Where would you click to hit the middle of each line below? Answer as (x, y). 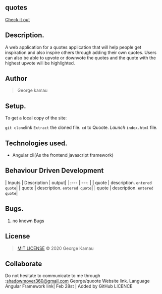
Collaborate (24, 264)
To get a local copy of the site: (36, 118)
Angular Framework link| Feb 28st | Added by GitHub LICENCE (69, 286)
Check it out (18, 19)
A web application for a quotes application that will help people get (73, 47)
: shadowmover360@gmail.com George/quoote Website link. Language (78, 281)
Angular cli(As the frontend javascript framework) (63, 155)
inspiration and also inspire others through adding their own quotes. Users (81, 52)
